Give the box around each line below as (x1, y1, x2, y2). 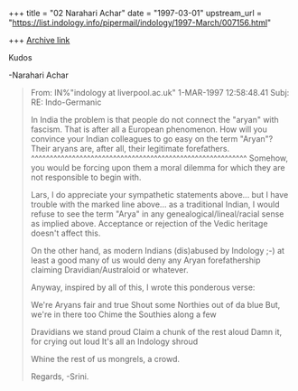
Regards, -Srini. (30, 371, 89, 382)
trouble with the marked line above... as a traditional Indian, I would (30, 199, 281, 209)
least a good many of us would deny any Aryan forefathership (30, 255, 261, 265)
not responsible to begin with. (30, 172, 142, 182)
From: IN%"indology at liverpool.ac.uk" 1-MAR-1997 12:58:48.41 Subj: (30, 88, 290, 98)
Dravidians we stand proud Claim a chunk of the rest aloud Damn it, (30, 327, 283, 337)
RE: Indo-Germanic (30, 97, 102, 107)
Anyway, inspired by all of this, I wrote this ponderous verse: (30, 282, 256, 293)
